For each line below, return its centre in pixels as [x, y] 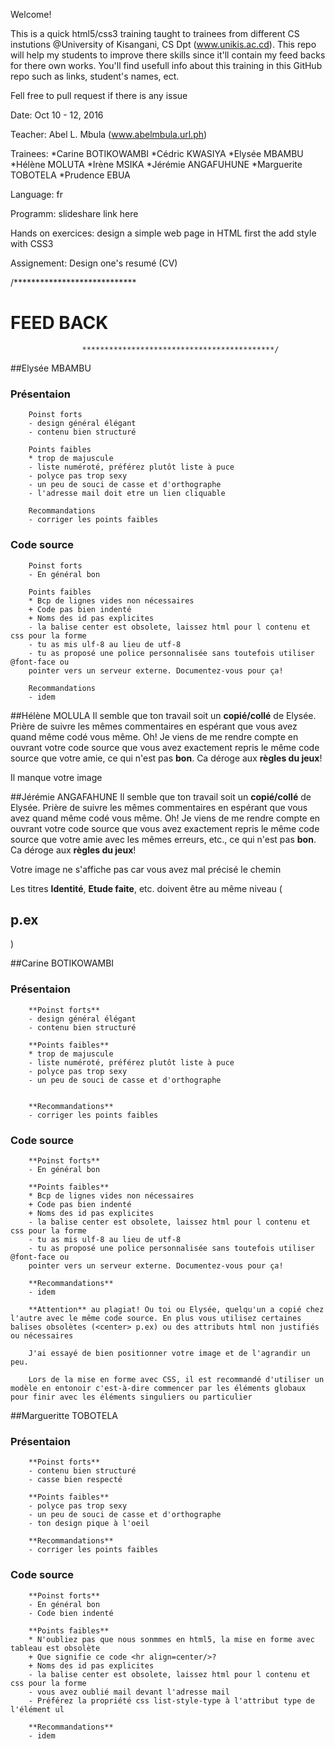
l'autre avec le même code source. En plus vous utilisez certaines [156, 1318]
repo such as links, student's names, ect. [95, 76]
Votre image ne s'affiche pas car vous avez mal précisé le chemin [146, 869]
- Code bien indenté [71, 1613]
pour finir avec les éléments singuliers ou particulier [131, 1397]
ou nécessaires [42, 1335]
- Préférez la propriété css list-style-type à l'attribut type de [171, 1700]
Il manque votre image [56, 777]
